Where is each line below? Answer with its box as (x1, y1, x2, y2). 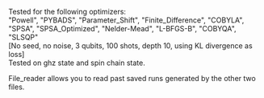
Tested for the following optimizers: (8, 7, 127, 16)
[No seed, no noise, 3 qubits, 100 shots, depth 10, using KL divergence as (8, 41, 253, 51)
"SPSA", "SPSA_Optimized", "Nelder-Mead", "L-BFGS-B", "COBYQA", (8, 24, 237, 33)
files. (8, 82, 25, 92)
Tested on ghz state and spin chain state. (8, 58, 145, 67)
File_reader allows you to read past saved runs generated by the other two (8, 74, 256, 83)
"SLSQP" (8, 32, 39, 42)
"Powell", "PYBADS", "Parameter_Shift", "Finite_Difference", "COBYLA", (8, 15, 245, 25)
